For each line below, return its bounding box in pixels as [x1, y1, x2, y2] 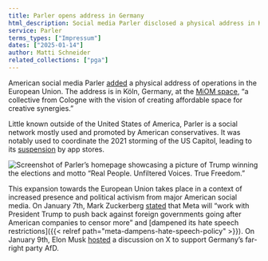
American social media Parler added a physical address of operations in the [8, 77, 258, 88]
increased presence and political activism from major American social [8, 192, 238, 202]
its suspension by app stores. [8, 144, 105, 154]
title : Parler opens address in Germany [8, 11, 145, 20]
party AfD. [25, 243, 60, 252]
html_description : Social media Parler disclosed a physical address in [8, 19, 255, 27]
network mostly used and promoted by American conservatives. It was [8, 127, 241, 136]
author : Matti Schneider [8, 49, 91, 57]
